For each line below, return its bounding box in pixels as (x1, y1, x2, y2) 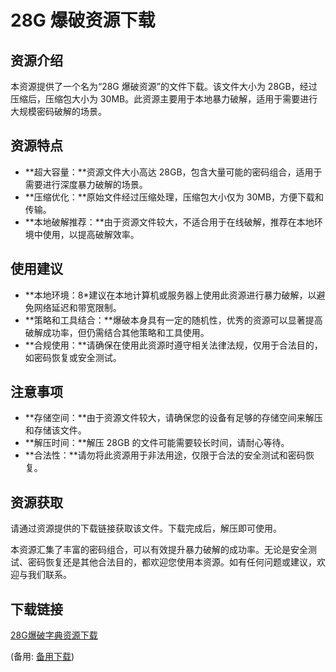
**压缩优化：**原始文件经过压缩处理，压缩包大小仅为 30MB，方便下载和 (24, 191, 325, 203)
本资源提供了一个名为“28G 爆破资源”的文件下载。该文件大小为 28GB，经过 (10, 81, 318, 92)
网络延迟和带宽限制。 (33, 301, 122, 313)
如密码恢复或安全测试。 (24, 351, 122, 363)
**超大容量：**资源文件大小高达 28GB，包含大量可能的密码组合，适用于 (24, 166, 323, 178)
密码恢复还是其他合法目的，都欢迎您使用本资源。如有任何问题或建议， (27, 556, 317, 568)
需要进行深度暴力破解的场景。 (24, 178, 148, 190)
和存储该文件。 (24, 424, 87, 436)
